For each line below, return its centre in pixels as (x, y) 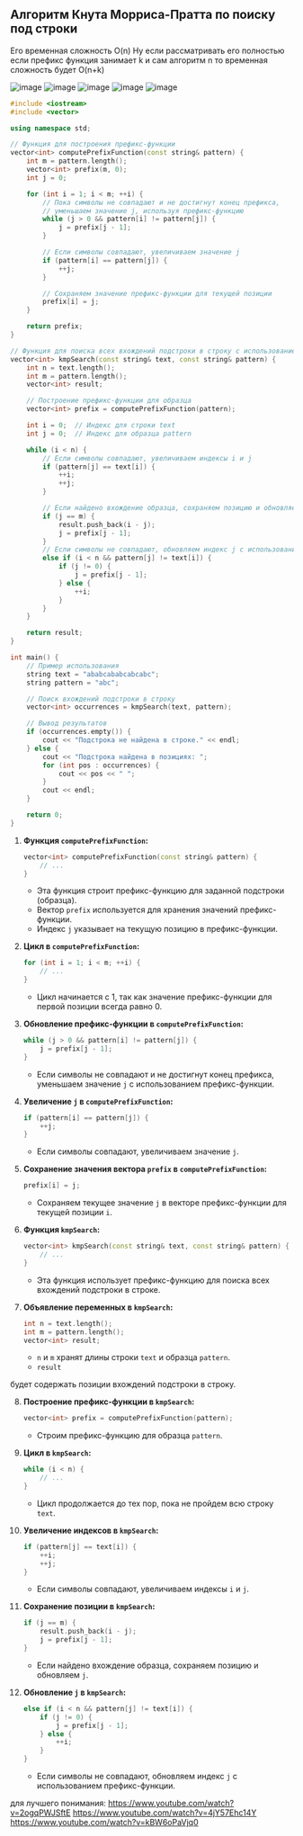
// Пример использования (73, 666)
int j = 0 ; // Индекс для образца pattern (109, 434)
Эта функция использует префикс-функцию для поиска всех (153, 1280)
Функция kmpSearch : (62, 1230)
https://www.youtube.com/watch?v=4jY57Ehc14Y (165, 1813)
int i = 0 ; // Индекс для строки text (101, 425)
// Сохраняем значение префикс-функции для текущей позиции (157, 293)
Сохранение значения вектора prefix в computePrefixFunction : (145, 1169)
